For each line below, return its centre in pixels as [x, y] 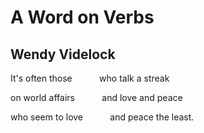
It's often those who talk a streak [90, 78]
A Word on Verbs [82, 17]
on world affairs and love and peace [96, 97]
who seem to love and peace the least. [102, 117]
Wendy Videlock [63, 54]
